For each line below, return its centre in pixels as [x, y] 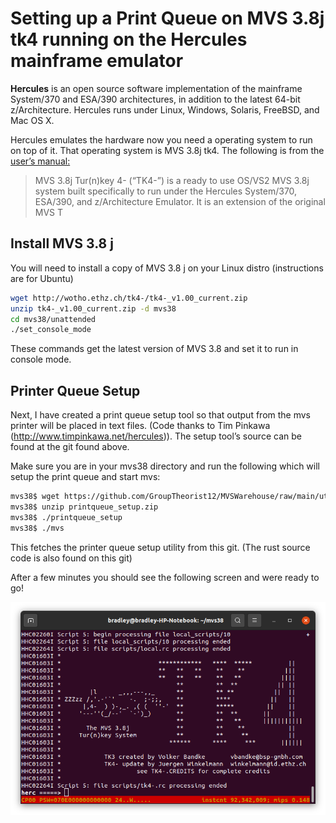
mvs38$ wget [35, 497]
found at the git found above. [70, 447]
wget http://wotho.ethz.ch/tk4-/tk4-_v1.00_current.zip [129, 298]
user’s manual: [40, 161]
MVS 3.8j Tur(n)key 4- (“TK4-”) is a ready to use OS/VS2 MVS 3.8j [172, 180]
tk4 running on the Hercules [129, 39]
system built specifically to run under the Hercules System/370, [166, 191]
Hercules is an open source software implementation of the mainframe [156, 88]
